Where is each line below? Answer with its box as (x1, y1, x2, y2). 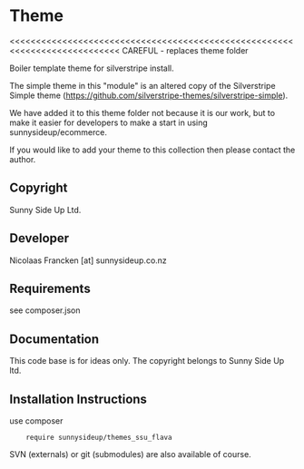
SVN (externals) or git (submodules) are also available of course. (9, 449, 251, 459)
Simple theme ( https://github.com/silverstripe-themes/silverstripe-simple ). (9, 90, 289, 101)
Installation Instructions (9, 391, 148, 406)
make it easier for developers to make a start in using (9, 117, 209, 128)
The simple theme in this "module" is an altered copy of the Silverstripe (9, 80, 276, 91)
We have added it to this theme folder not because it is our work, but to (9, 107, 275, 118)
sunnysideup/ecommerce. (9, 126, 107, 137)
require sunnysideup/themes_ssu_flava (25, 433, 172, 442)
